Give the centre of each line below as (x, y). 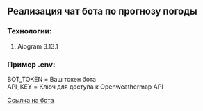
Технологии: (30, 31)
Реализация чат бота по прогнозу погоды (102, 11)
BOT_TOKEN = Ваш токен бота (51, 79)
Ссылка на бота (31, 100)
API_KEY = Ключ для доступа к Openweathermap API (85, 87)
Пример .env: (31, 64)
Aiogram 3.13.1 (38, 46)
